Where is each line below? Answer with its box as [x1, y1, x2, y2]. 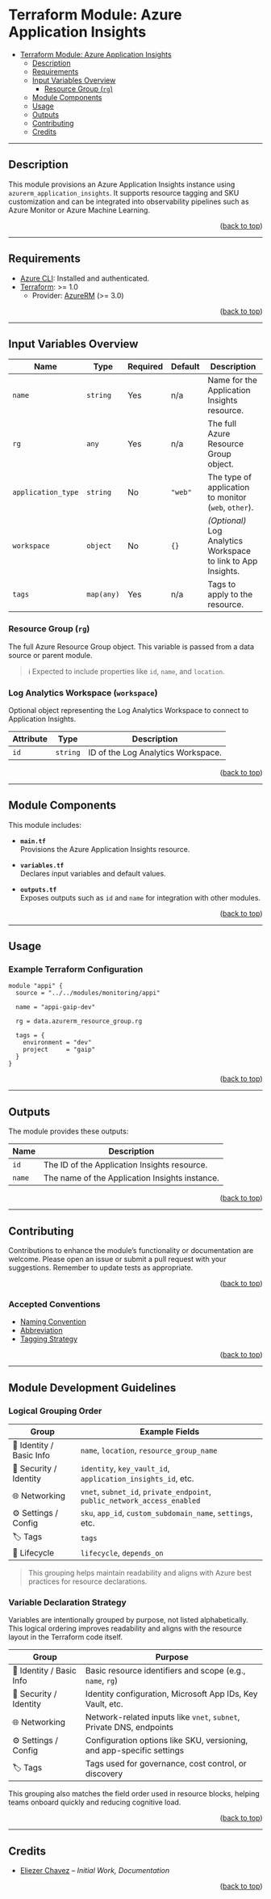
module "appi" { [8, 982, 63, 990]
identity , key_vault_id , [80, 1463, 170, 1475]
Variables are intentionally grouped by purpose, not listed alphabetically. [8, 1615, 248, 1625]
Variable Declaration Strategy [8, 1597, 127, 1608]
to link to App [207, 555, 258, 567]
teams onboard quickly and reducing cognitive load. [8, 1797, 181, 1808]
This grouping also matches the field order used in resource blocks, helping [8, 1789, 260, 1799]
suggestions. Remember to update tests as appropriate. [8, 1263, 194, 1272]
